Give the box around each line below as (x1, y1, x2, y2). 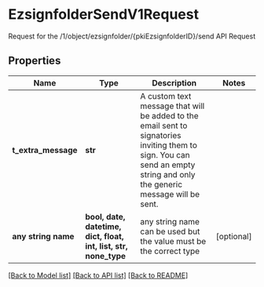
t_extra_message (12, 144, 78, 155)
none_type (85, 250, 126, 261)
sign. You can (140, 149, 190, 160)
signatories (140, 129, 181, 140)
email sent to (140, 120, 188, 131)
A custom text (140, 90, 192, 101)
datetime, (85, 221, 122, 232)
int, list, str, (85, 241, 128, 252)
